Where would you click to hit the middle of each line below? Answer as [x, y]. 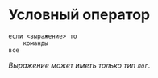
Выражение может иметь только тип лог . [79, 65]
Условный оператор [79, 15]
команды [35, 43]
